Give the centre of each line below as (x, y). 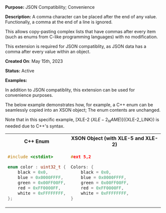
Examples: (16, 80)
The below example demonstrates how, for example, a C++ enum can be (79, 105)
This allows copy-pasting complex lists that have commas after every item (81, 31)
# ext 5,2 (81, 157)
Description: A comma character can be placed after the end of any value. (81, 17)
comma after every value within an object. (48, 52)
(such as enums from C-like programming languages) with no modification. (82, 37)
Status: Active (20, 71)
